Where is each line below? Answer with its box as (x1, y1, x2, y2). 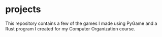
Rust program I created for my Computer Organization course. (5, 25, 136, 31)
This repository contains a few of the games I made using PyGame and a (5, 20, 157, 26)
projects (5, 4, 42, 15)
